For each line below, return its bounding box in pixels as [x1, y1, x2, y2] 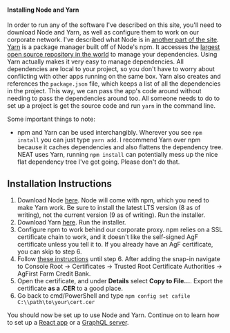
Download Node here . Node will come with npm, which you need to [17, 196, 209, 204]
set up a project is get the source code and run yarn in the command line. [7, 102, 216, 110]
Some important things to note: [7, 115, 95, 124]
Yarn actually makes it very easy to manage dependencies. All [7, 57, 184, 66]
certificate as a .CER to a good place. [17, 284, 123, 293]
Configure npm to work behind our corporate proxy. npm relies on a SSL [17, 225, 223, 234]
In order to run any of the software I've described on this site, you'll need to [7, 21, 222, 29]
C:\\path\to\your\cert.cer [17, 299, 95, 306]
